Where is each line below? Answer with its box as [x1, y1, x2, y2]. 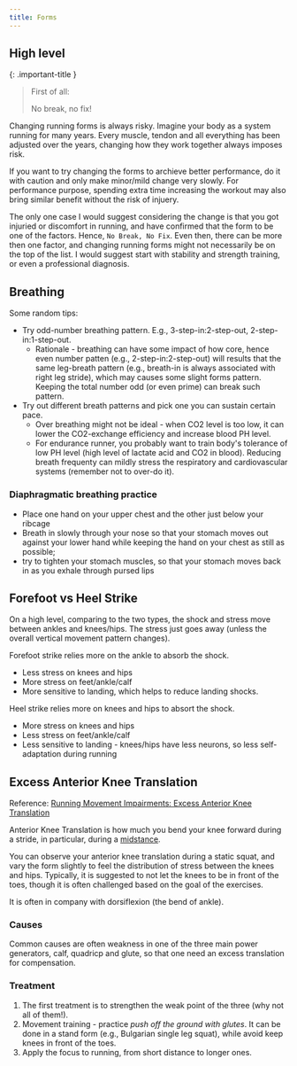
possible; [21, 546, 56, 556]
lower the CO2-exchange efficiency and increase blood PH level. [34, 429, 271, 440]
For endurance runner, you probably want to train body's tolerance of [34, 438, 288, 448]
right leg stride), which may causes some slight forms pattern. [34, 372, 262, 383]
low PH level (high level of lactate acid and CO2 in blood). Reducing [34, 447, 281, 458]
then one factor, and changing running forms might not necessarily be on [9, 240, 276, 251]
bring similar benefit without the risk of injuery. [9, 194, 179, 205]
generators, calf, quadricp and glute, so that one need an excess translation [9, 948, 285, 959]
